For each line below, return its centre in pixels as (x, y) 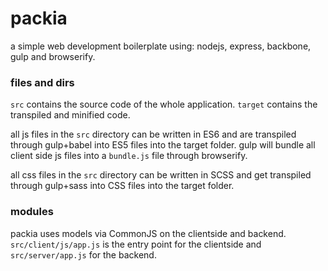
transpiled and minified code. (70, 115)
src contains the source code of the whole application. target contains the (164, 104)
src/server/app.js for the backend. (83, 254)
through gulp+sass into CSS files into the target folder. (122, 186)
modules (32, 212)
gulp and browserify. (53, 56)
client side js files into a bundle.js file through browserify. (129, 156)
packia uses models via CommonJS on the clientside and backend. (148, 233)
